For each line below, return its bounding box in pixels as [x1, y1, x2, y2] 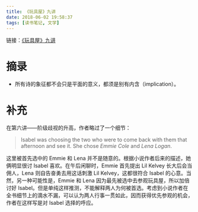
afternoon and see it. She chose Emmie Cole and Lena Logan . [20, 143, 173, 150]
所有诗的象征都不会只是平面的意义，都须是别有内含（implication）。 [14, 81, 180, 88]
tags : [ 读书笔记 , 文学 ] [6, 20, 60, 26]
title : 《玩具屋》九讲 [6, 8, 56, 15]
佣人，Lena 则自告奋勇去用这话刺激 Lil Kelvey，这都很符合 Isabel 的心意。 [6, 170, 187, 177]
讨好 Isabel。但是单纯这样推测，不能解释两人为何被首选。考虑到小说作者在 [6, 185, 189, 192]
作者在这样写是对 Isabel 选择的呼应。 [6, 200, 97, 207]
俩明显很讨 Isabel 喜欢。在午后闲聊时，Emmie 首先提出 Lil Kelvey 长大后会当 [6, 162, 193, 169]
